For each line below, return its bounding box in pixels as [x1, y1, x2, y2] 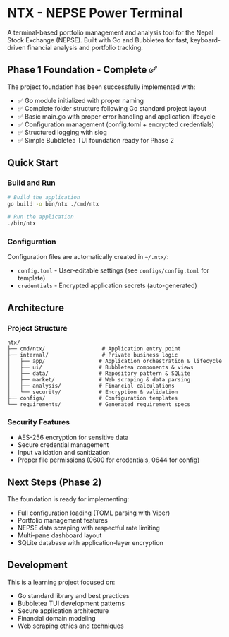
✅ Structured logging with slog [17, 128, 107, 136]
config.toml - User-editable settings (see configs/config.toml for [17, 266, 210, 275]
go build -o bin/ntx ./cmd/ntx [7, 201, 99, 208]
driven [7, 43, 26, 52]
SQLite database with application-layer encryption [17, 539, 163, 547]
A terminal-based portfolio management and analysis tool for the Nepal [7, 28, 213, 37]
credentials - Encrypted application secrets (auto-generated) [17, 281, 197, 290]
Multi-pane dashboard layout [17, 531, 102, 540]
